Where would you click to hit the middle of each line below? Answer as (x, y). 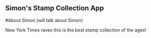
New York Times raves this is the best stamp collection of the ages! (76, 30)
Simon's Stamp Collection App (55, 8)
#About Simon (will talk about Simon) (44, 20)
